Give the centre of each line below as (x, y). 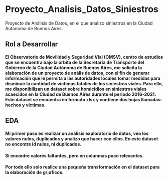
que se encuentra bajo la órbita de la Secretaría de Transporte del (75, 62)
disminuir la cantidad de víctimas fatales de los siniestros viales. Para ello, (84, 83)
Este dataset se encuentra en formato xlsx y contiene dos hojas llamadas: (83, 99)
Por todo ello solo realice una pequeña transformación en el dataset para (82, 167)
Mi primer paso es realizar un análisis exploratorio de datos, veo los (77, 133)
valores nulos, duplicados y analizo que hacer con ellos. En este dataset (82, 138)
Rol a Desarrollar (32, 44)
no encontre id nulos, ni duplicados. (43, 144)
